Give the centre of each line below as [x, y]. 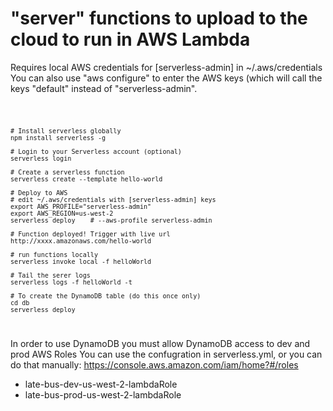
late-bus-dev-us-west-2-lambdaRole [101, 384]
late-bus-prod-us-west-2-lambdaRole [103, 394]
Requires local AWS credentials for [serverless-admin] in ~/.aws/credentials [166, 67]
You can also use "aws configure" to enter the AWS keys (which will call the [166, 78]
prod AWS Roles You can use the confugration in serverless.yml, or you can [166, 354]
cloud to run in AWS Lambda [130, 39]
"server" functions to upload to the [159, 18]
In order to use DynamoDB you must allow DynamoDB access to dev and [160, 343]
